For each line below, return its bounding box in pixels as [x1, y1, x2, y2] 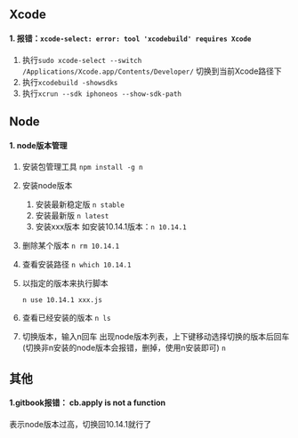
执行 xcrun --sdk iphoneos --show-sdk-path [21, 88, 182, 99]
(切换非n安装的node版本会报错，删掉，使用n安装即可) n [21, 342, 227, 354]
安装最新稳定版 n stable [35, 199, 125, 210]
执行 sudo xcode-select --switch [21, 54, 142, 65]
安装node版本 [21, 180, 73, 191]
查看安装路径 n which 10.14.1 [21, 259, 132, 270]
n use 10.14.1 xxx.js [21, 296, 102, 305]
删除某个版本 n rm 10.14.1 [21, 240, 120, 251]
